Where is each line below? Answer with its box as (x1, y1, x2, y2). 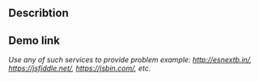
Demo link (8, 34, 61, 47)
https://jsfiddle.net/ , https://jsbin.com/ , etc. (8, 63, 151, 73)
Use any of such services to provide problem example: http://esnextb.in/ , (8, 55, 253, 65)
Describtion (8, 6, 69, 20)
